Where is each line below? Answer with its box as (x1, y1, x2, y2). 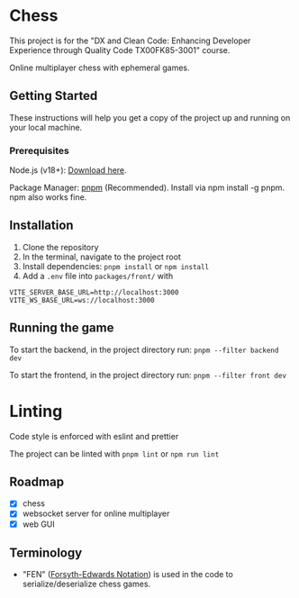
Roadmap (9, 475, 65, 489)
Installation (9, 218, 74, 233)
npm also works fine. (9, 192, 87, 203)
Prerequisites (9, 144, 69, 157)
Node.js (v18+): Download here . (9, 165, 128, 176)
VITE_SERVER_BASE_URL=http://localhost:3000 (9, 287, 179, 297)
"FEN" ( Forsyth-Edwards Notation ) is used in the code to (22, 569, 234, 580)
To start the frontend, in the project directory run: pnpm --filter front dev (9, 369, 286, 380)
